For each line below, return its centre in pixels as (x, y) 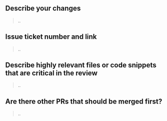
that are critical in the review (51, 73)
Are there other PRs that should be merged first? (84, 101)
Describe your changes (43, 8)
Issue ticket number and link (51, 37)
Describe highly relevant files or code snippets (81, 65)
